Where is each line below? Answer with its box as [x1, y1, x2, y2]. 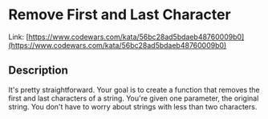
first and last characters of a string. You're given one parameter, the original [8, 93, 259, 103]
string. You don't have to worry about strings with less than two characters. [8, 101, 258, 111]
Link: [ [8, 32, 30, 42]
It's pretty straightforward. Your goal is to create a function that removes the [8, 85, 261, 94]
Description [8, 64, 68, 77]
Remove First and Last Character [8, 6, 231, 24]
